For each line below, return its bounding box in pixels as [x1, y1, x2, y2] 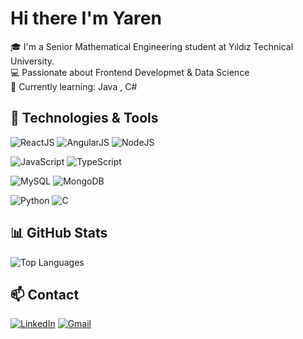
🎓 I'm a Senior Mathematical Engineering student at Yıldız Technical [10, 40, 294, 52]
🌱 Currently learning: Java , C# [10, 80, 138, 92]
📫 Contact [10, 286, 80, 303]
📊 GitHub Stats [10, 225, 108, 242]
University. [10, 55, 55, 67]
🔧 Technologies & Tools [10, 110, 159, 127]
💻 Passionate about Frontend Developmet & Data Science [10, 66, 250, 78]
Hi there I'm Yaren [10, 7, 162, 30]
